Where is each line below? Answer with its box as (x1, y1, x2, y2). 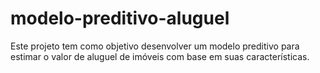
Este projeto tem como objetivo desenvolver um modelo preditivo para (10, 40, 300, 52)
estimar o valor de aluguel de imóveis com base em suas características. (10, 50, 310, 62)
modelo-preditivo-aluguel (10, 7, 230, 30)
